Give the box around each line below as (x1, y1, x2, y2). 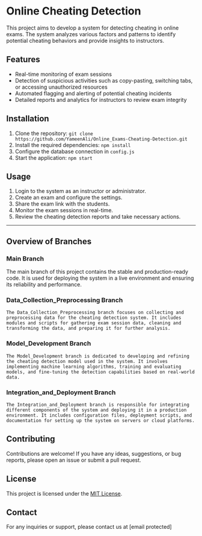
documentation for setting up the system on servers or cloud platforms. (6, 417, 195, 423)
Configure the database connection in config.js (14, 148, 135, 155)
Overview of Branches (6, 236, 92, 247)
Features (6, 54, 40, 65)
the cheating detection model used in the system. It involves (6, 358, 168, 364)
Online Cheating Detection (6, 4, 141, 18)
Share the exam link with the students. (14, 200, 110, 207)
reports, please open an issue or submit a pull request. (6, 456, 141, 464)
